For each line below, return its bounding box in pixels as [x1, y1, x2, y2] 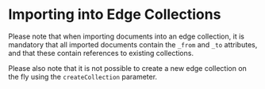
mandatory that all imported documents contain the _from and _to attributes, [8, 39, 258, 49]
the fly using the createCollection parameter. [8, 72, 157, 81]
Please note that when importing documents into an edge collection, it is [8, 32, 244, 41]
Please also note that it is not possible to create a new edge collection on [8, 63, 248, 72]
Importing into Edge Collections [8, 6, 221, 24]
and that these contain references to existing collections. [8, 48, 194, 57]
